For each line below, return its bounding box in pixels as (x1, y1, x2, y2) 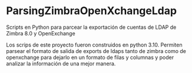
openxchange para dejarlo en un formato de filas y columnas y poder (6, 54, 174, 61)
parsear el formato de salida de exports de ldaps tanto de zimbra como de (6, 47, 187, 54)
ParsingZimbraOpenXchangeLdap (6, 4, 177, 18)
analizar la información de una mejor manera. (6, 60, 116, 67)
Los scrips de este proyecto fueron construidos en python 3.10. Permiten (6, 41, 183, 48)
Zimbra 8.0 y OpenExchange (6, 29, 75, 36)
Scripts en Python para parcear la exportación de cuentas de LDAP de (6, 24, 177, 31)
